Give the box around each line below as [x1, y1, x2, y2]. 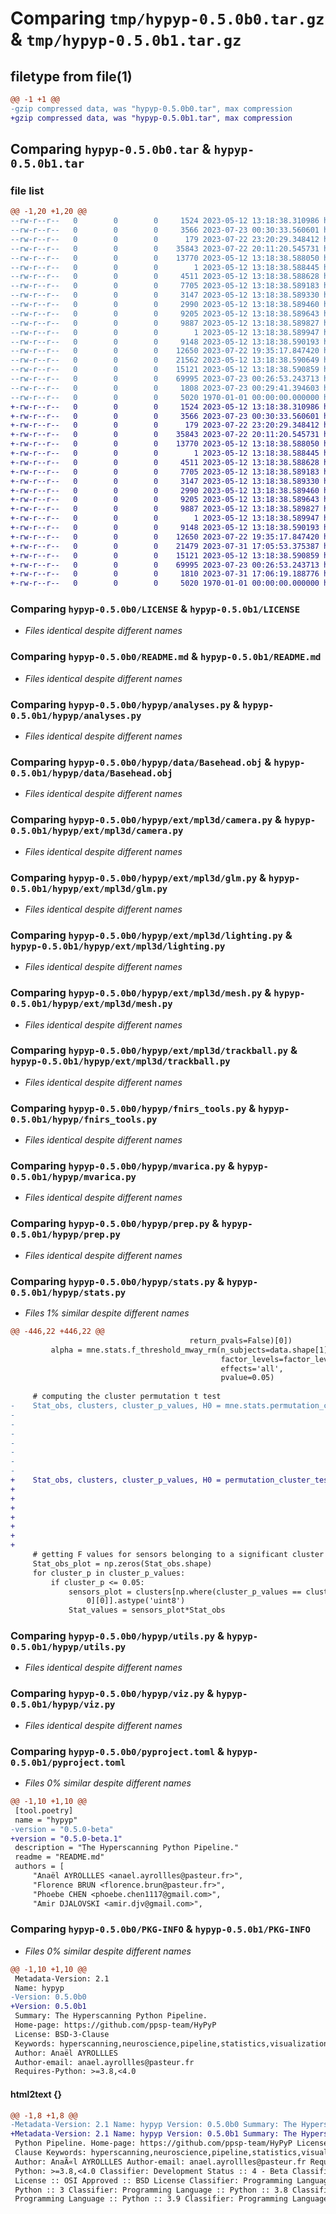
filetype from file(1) [10, 68, 133, 85]
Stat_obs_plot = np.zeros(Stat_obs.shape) [32, 1558, 213, 1569]
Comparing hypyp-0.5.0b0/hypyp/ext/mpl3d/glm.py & [10, 870, 267, 884]
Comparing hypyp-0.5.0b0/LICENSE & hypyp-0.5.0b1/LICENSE [10, 602, 301, 616]
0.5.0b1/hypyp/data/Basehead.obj [10, 768, 173, 779]
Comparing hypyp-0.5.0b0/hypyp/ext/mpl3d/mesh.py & [10, 986, 272, 1000]
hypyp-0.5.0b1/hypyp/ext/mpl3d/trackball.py [10, 1056, 231, 1067]
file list [10, 183, 45, 197]
